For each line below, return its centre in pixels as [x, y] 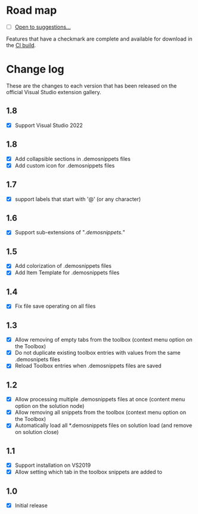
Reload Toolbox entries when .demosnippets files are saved [88, 366]
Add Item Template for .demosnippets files [67, 273]
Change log [35, 69]
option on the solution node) [49, 406]
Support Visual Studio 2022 [49, 125]
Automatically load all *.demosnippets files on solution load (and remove [103, 425]
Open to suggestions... [43, 27]
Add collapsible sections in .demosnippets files [73, 159]
